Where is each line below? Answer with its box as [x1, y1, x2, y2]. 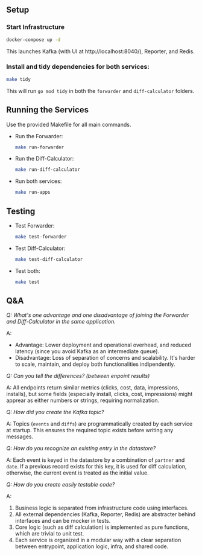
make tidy [6, 76, 31, 82]
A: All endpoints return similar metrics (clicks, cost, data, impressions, [6, 384, 180, 391]
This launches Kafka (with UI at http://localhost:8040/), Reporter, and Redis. [6, 48, 195, 55]
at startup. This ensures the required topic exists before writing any [6, 427, 174, 434]
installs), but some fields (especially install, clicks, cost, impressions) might [6, 391, 193, 398]
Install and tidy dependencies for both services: [6, 63, 150, 71]
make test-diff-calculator [14, 256, 83, 262]
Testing [6, 206, 36, 216]
